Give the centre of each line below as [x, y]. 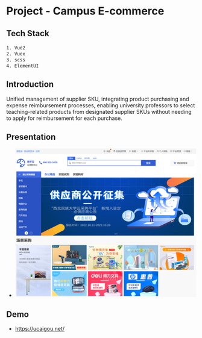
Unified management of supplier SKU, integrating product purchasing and [98, 99]
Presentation [31, 137]
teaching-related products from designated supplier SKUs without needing [99, 111]
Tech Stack [28, 33]
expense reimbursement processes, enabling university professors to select [101, 105]
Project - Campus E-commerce [85, 11]
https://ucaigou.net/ [40, 329]
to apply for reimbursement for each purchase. [64, 118]
